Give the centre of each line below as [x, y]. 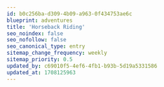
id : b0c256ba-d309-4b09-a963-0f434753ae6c [69, 14]
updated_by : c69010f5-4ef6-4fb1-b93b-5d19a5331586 [82, 66]
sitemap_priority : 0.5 [40, 60]
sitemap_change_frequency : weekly [57, 53]
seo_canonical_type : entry [46, 46]
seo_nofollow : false [37, 40]
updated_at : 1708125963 [41, 72]
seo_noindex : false [35, 33]
